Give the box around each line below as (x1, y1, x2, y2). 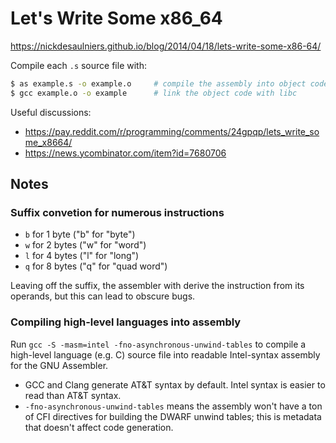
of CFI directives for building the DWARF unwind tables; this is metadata (24, 410, 322, 422)
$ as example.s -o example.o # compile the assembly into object (10, 78, 307, 89)
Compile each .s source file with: (10, 59, 147, 71)
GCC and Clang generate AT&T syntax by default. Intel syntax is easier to (24, 378, 326, 391)
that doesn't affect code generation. (24, 421, 174, 433)
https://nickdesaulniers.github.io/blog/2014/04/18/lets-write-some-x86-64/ (10, 40, 322, 52)
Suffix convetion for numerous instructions (10, 206, 225, 219)
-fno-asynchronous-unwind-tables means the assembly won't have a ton (24, 400, 323, 412)
